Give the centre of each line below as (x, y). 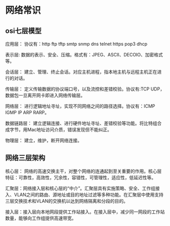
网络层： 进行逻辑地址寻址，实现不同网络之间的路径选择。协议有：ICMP (80, 106)
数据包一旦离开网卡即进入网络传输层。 (45, 95)
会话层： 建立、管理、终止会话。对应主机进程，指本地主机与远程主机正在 (81, 72)
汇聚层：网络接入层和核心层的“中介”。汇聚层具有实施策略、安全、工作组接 (83, 188)
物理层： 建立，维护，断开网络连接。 (44, 140)
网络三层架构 (25, 158)
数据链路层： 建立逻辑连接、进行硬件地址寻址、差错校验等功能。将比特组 (81, 123)
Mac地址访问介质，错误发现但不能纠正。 (70, 130)
